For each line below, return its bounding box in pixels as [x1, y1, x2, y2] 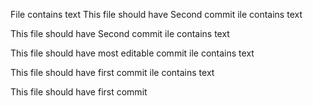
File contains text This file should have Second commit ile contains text [10, 9, 303, 20]
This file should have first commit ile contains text [10, 67, 215, 78]
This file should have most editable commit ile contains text [10, 47, 255, 59]
